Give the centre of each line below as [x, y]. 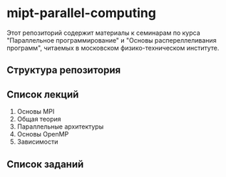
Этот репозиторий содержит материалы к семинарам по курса [103, 33]
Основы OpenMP [43, 134]
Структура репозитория [64, 70]
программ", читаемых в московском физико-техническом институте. [113, 48]
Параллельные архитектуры [60, 127]
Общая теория [39, 119]
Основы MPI [36, 112]
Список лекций [43, 94]
